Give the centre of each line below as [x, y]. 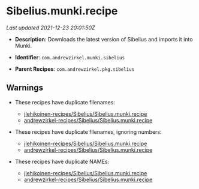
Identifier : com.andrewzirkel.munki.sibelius [70, 57]
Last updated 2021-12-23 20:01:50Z [51, 28]
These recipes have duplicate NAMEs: [62, 161]
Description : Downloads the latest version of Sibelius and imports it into [104, 39]
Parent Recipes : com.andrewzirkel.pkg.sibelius [75, 69]
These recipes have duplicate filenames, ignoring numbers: [88, 132]
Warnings [25, 88]
